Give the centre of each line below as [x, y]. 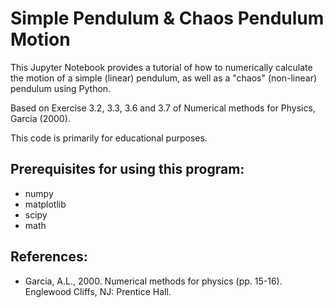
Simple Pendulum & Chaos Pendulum [167, 18]
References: [49, 257]
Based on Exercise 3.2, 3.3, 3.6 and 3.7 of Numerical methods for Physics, [163, 108]
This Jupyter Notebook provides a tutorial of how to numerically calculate [161, 67]
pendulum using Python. [61, 88]
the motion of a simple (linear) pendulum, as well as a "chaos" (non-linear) [164, 78]
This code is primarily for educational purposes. [109, 138]
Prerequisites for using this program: [127, 169]
